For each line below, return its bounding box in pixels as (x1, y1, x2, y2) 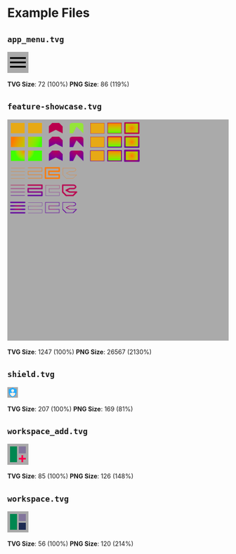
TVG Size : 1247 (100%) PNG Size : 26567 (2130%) (7, 348, 152, 356)
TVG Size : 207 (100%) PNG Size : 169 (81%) (7, 404, 133, 413)
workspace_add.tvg (7, 426, 88, 437)
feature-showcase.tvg (7, 102, 102, 112)
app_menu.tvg (7, 34, 65, 44)
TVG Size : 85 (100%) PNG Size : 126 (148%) (7, 472, 134, 480)
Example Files (7, 5, 90, 21)
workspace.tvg (7, 494, 69, 503)
